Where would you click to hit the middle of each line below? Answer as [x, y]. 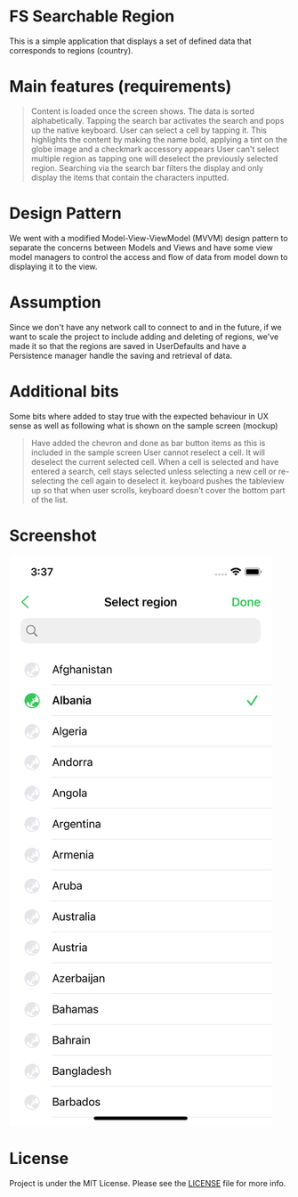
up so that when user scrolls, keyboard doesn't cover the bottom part [158, 490]
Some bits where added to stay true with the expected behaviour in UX [139, 416]
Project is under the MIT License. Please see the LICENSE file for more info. [148, 1183]
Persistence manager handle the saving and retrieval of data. [121, 355]
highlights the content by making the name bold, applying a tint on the [159, 139]
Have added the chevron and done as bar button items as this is [148, 443]
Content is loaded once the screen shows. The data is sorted [143, 111]
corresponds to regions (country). [71, 50]
